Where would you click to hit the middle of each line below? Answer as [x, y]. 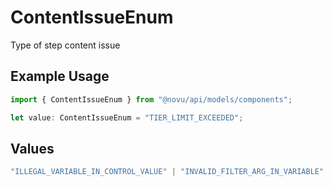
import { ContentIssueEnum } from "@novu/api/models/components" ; [151, 99]
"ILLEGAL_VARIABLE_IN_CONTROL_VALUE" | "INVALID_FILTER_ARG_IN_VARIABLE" [167, 172]
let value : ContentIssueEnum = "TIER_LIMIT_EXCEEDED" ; [127, 117]
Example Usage [60, 76]
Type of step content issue [65, 45]
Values [32, 148]
